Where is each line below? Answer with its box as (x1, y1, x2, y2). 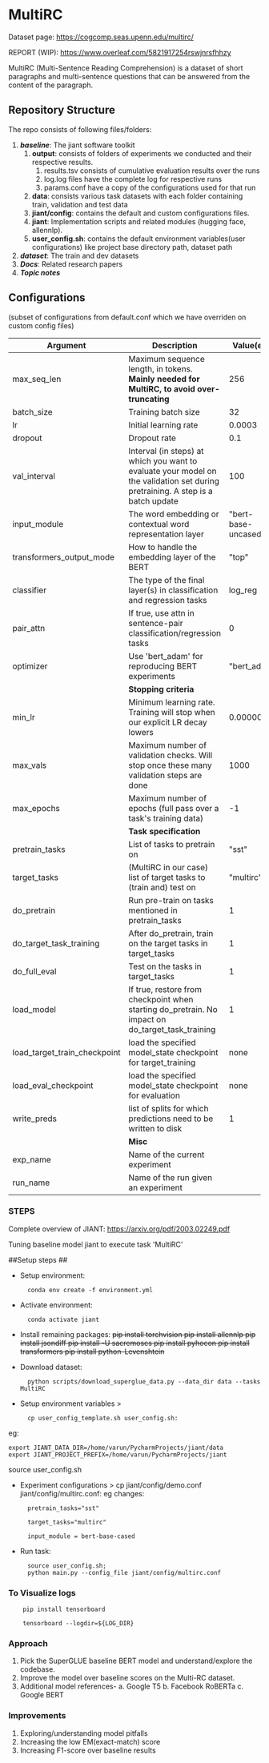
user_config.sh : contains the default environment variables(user (31, 234, 246, 243)
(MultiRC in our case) (128, 861, 209, 873)
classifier (12, 584, 46, 596)
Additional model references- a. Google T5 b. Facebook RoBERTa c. (19, 1681, 244, 1691)
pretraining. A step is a (128, 485, 214, 496)
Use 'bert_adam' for (128, 650, 203, 661)
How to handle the (128, 541, 198, 552)
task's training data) (128, 813, 204, 824)
